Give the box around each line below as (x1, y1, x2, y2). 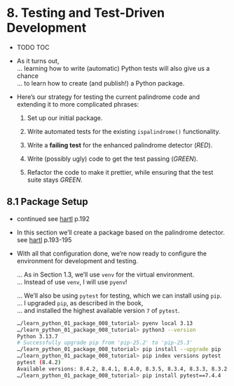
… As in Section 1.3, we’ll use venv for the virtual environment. (16, 270, 195, 279)
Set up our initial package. (27, 114, 103, 122)
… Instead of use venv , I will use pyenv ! (16, 277, 128, 286)
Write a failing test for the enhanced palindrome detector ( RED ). (27, 140, 213, 149)
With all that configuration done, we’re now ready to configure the (16, 249, 207, 258)
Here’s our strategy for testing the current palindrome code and (16, 93, 200, 101)
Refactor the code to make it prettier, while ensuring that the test (27, 168, 214, 176)
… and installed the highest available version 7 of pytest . (16, 306, 180, 314)
